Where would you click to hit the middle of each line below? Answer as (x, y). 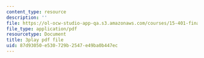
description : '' (27, 18)
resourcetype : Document (36, 34)
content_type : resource (36, 12)
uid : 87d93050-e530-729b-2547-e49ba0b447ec (62, 46)
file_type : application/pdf (42, 29)
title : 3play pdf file (35, 40)
